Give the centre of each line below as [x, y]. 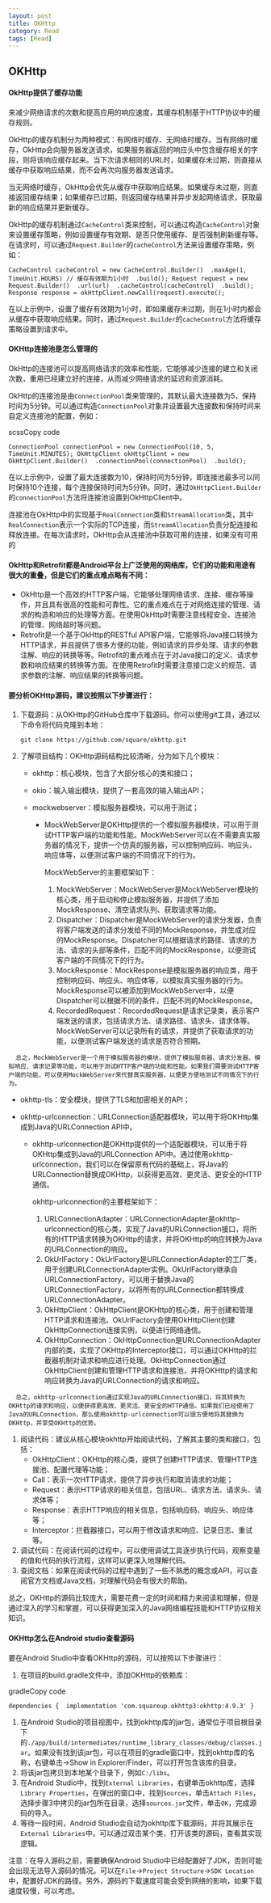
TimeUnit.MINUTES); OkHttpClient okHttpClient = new [99, 454]
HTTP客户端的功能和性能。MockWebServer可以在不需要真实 [152, 835]
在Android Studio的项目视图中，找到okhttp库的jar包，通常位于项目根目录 [141, 1722]
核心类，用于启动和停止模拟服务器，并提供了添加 [138, 900]
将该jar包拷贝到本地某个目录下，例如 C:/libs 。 [97, 1772]
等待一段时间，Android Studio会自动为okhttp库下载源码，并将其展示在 [137, 1823]
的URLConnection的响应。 [88, 1249]
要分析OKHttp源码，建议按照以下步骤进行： [81, 695]
